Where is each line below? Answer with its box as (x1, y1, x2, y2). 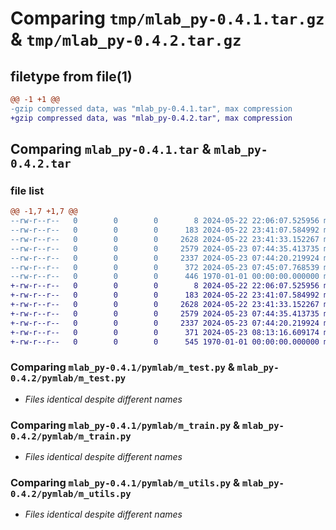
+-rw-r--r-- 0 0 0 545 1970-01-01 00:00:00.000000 (10, 337, 320, 347)
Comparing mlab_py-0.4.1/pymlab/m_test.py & (10, 360, 235, 374)
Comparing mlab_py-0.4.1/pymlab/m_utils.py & (10, 475, 241, 489)
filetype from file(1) (10, 68, 133, 85)
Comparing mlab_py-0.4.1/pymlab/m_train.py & (10, 418, 241, 432)
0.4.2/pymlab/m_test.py (10, 373, 127, 384)
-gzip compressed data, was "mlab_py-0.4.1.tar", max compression (10, 103, 293, 114)
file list (10, 183, 45, 197)
